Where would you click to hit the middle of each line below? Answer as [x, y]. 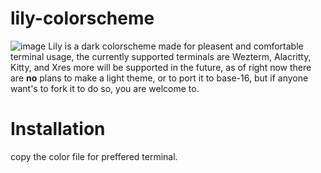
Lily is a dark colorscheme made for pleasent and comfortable [176, 46]
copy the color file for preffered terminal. [94, 156]
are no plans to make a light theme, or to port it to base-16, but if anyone [159, 78]
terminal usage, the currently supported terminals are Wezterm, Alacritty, [161, 56]
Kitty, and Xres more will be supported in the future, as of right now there [161, 67]
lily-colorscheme [82, 18]
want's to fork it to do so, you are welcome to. [105, 88]
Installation [58, 129]
